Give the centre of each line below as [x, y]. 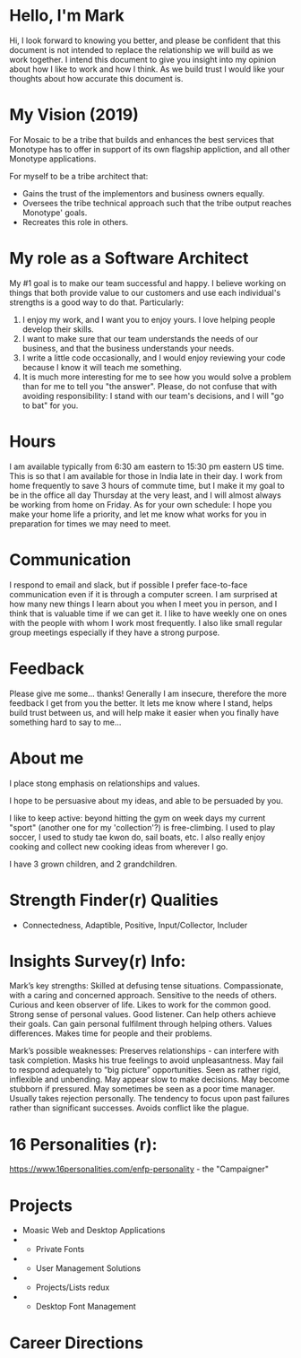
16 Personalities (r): [83, 1144]
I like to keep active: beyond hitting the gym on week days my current [138, 818]
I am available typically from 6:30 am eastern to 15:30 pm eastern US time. [147, 466]
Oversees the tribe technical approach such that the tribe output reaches [157, 203]
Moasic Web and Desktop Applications [94, 1231]
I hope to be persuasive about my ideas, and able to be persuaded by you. [146, 800]
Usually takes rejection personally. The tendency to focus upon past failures [150, 1099]
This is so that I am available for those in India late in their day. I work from [146, 475]
